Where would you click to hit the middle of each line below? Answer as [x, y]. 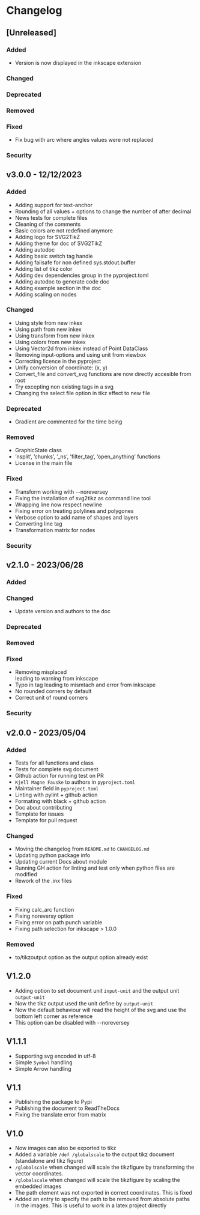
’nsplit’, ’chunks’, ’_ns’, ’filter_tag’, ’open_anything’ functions [88, 456]
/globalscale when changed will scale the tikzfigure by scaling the [97, 1180]
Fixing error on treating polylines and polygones [74, 511]
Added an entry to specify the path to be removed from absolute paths [102, 1199]
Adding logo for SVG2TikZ [47, 237]
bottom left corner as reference [54, 1016]
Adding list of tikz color [44, 268]
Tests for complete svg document [56, 769]
